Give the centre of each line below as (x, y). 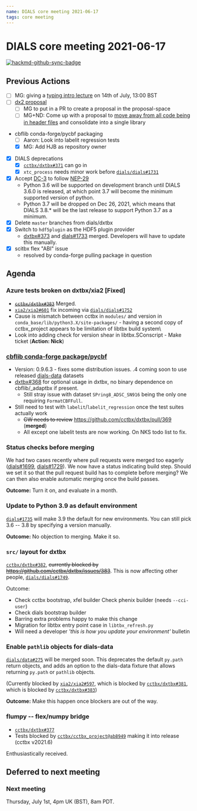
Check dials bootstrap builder (50, 613)
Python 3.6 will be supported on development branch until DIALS (102, 185)
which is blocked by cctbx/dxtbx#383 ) (52, 690)
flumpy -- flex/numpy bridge (48, 716)
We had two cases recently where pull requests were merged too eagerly (95, 460)
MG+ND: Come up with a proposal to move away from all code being (107, 115)
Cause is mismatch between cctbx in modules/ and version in (88, 316)
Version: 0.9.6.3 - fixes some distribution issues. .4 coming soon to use (101, 369)
